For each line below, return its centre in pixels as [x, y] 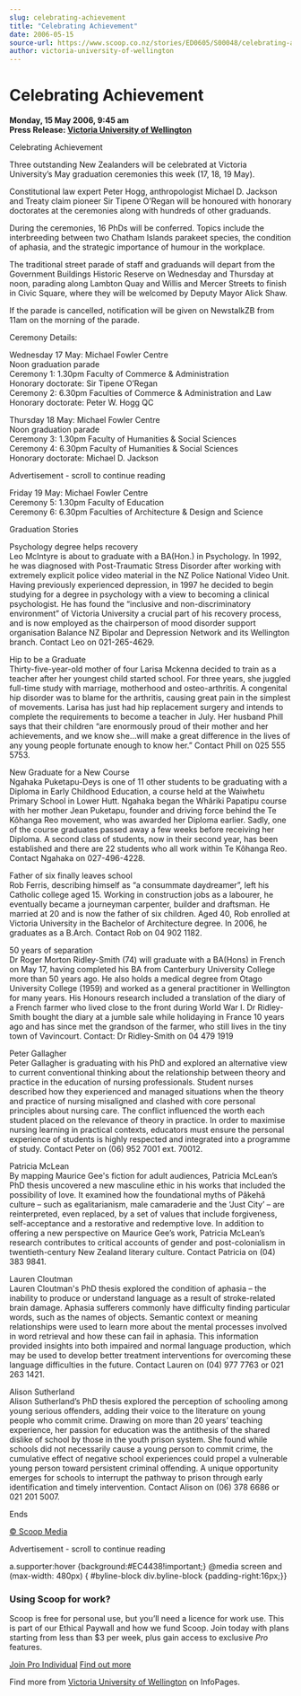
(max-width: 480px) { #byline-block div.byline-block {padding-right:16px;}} [148, 1576]
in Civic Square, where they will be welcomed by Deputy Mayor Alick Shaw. [149, 294]
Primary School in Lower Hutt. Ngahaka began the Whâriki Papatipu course [148, 801]
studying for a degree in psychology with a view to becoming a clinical [139, 594]
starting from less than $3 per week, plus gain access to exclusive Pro [139, 1638]
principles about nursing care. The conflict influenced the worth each [138, 1111]
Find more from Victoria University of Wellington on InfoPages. [125, 1682]
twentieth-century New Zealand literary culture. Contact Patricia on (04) [142, 1252]
